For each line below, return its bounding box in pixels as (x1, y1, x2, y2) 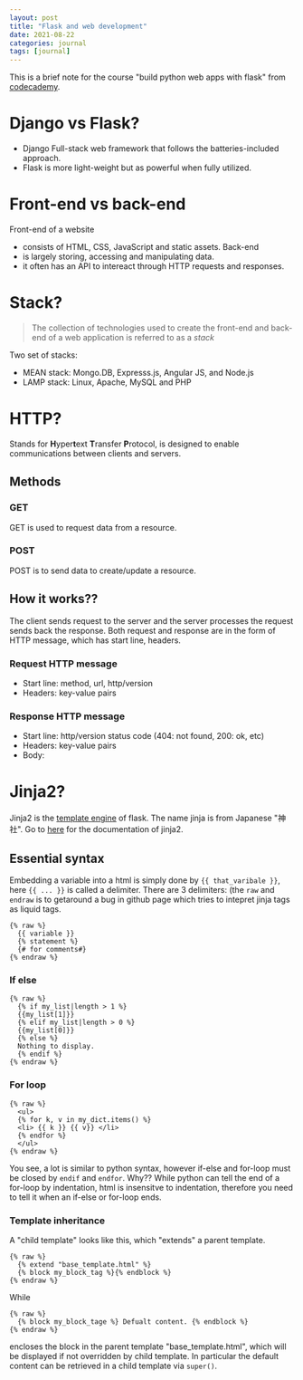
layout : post (9, 13, 59, 23)
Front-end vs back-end (9, 194, 186, 215)
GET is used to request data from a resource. (9, 522, 177, 532)
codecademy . (9, 81, 61, 92)
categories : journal (9, 38, 88, 48)
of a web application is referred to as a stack (48, 331, 215, 342)
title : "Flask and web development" (9, 22, 147, 31)
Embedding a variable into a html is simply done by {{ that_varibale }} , (9, 875, 280, 886)
